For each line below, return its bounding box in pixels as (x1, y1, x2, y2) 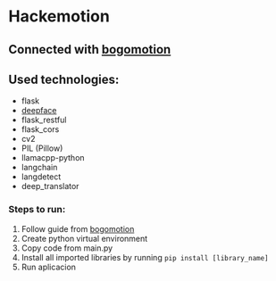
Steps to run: (8, 203, 66, 216)
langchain (21, 162, 58, 173)
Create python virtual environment (21, 233, 148, 244)
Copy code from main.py (21, 243, 113, 253)
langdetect (21, 171, 62, 182)
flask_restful (21, 114, 67, 126)
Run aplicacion (21, 261, 77, 272)
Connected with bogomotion (8, 42, 171, 57)
